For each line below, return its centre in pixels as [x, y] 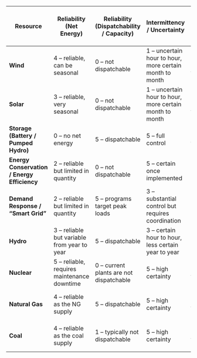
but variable [70, 238]
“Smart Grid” [28, 213]
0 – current [110, 265]
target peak [111, 206]
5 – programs [113, 199]
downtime [67, 284]
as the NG [67, 304]
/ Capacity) [118, 33]
